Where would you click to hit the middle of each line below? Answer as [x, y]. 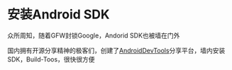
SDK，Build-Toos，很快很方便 [51, 59]
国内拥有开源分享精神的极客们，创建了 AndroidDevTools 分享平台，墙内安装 [116, 50]
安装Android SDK [59, 14]
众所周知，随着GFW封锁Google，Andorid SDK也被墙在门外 [94, 35]
